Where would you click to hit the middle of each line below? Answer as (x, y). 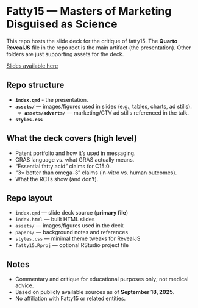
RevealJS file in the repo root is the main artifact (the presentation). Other (99, 48)
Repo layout (30, 198)
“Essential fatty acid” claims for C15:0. (63, 166)
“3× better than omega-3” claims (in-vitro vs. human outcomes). (96, 173)
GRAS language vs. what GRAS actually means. (75, 159)
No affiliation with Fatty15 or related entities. (70, 299)
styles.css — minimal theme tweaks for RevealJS (78, 238)
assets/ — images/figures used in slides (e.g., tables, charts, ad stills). (103, 106)
